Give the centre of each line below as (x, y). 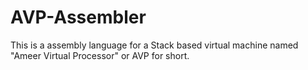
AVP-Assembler (78, 17)
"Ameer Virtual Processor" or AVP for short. (100, 55)
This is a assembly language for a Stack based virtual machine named (154, 45)
